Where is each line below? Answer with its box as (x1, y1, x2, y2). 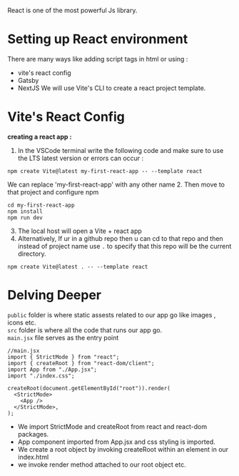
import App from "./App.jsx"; (7, 366, 98, 373)
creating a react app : (7, 132, 72, 141)
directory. (17, 249, 46, 258)
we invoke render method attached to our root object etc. (17, 460, 187, 469)
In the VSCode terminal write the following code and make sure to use (17, 146, 224, 154)
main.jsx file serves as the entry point (7, 333, 119, 342)
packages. (17, 430, 49, 438)
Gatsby (17, 76, 39, 84)
